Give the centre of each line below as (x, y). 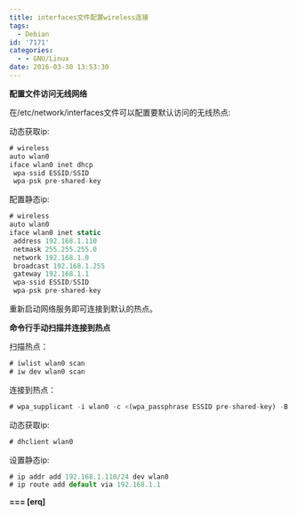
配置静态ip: (29, 199)
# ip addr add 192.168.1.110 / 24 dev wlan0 (89, 477)
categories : (31, 51)
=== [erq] (28, 502)
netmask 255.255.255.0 (55, 249)
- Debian (33, 34)
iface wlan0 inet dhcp (51, 165)
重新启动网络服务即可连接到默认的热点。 (83, 309)
